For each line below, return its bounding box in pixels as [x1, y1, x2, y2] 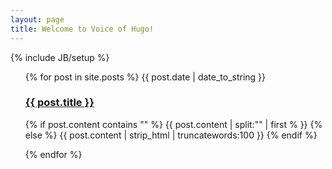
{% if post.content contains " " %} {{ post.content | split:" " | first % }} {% [24, 118, 323, 130]
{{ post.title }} [24, 96, 95, 110]
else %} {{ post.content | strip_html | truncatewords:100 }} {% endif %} [24, 129, 318, 141]
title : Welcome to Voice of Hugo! [10, 24, 155, 34]
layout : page [10, 14, 65, 25]
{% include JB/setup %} [10, 51, 110, 63]
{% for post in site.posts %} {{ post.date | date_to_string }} [24, 71, 267, 83]
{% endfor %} [24, 148, 83, 160]
